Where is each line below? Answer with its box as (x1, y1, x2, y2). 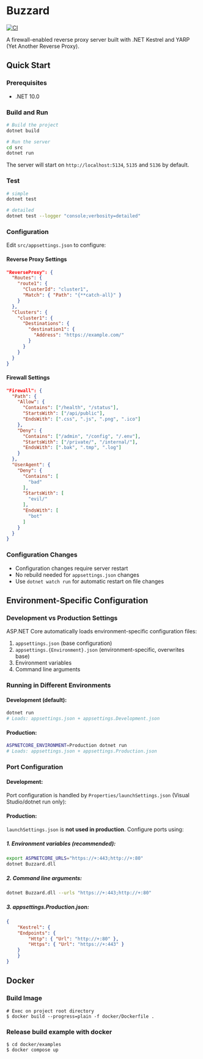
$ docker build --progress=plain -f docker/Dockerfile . (6, 1013, 155, 1020)
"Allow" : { (17, 399, 45, 405)
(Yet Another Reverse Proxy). (6, 42, 79, 50)
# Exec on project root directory (6, 1008, 95, 1014)
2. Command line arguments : (6, 874, 83, 881)
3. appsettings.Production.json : (6, 903, 90, 910)
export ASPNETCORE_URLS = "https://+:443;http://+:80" (6, 855, 144, 862)
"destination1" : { (28, 326, 75, 332)
